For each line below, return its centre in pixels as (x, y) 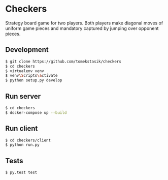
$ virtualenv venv (25, 71)
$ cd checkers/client (28, 140)
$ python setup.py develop (34, 80)
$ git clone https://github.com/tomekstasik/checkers (63, 62)
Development (27, 50)
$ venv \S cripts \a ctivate (31, 76)
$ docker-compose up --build (36, 112)
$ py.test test (21, 173)
